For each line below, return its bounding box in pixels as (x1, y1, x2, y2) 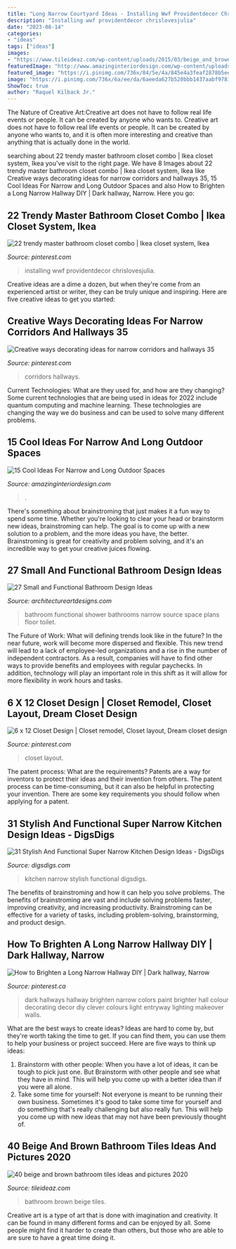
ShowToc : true (7, 82, 49, 89)
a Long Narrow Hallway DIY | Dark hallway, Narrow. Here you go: (7, 189, 195, 198)
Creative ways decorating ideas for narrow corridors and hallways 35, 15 (7, 174, 218, 183)
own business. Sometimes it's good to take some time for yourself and (17, 1097, 222, 1105)
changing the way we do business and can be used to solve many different (7, 408, 225, 417)
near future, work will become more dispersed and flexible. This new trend (7, 639, 223, 647)
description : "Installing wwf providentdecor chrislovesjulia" (7, 17, 197, 24)
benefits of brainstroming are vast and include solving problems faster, (7, 896, 212, 904)
